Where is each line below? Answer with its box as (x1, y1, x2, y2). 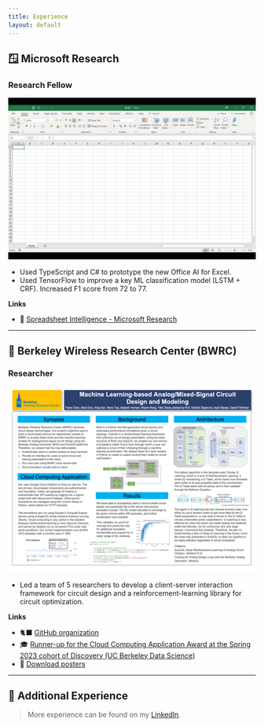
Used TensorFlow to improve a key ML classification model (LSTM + (19, 275, 241, 285)
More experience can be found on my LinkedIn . (27, 710, 181, 719)
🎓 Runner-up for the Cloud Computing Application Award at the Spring (19, 639, 251, 648)
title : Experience (8, 13, 68, 20)
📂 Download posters (19, 659, 86, 668)
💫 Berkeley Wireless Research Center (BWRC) (8, 344, 237, 358)
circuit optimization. (19, 597, 84, 606)
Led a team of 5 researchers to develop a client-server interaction (19, 580, 233, 589)
